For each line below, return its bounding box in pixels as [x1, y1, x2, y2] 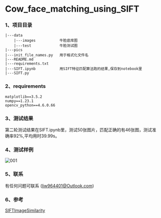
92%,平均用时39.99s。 [13, 133, 60, 139]
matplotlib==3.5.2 [5, 94, 42, 99]
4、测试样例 [5, 146, 34, 153]
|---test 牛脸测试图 [14, 43, 78, 48]
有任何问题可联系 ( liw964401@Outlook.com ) [5, 182, 94, 188]
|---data [5, 33, 23, 38]
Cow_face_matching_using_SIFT [5, 3, 140, 15]
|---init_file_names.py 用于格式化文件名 [5, 53, 89, 58]
